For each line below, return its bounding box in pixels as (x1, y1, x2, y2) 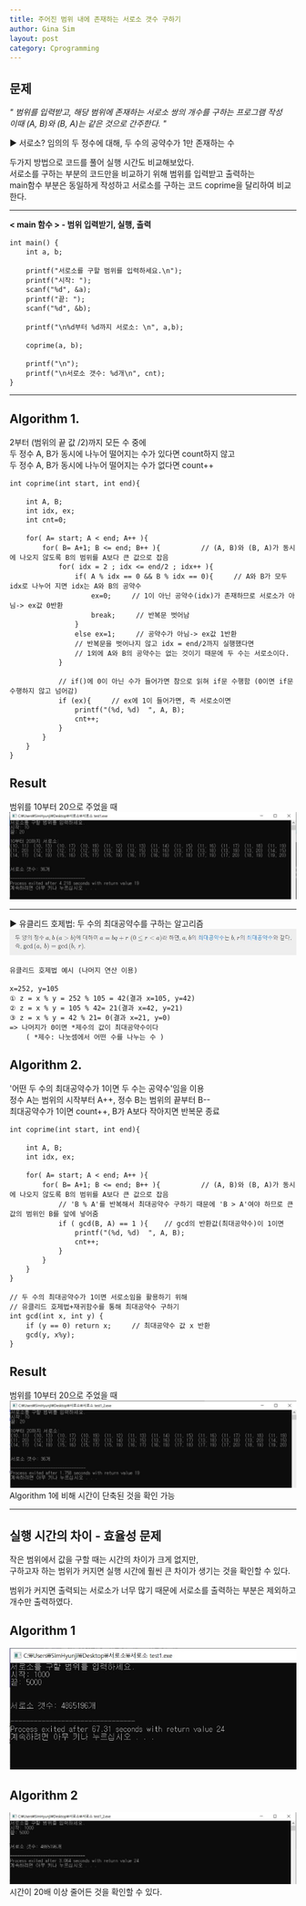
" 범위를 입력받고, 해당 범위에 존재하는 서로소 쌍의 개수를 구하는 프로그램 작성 (9, 107, 282, 118)
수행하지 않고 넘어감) (9, 686, 78, 695)
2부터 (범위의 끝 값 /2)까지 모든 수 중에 (9, 436, 148, 447)
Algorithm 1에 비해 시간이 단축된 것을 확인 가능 (9, 1490, 176, 1501)
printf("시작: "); (25, 276, 92, 286)
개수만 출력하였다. (9, 1597, 74, 1608)
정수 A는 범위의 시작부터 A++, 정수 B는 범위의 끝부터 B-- (9, 1094, 211, 1105)
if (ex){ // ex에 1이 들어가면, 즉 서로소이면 (57, 696, 231, 705)
